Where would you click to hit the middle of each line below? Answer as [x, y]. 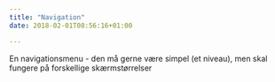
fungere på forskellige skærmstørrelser [81, 68]
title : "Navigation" [47, 17]
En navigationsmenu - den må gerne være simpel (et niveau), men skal [138, 58]
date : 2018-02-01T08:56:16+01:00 [71, 26]
